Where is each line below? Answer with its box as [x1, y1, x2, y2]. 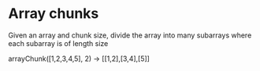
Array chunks [8, 5, 99, 23]
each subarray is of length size [8, 38, 109, 48]
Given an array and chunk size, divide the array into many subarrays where [8, 30, 252, 40]
